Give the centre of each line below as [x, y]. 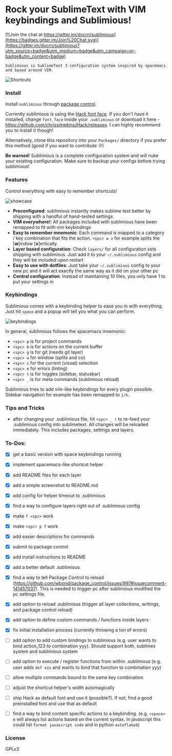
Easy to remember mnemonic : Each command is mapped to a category [89, 233]
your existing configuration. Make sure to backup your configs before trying [85, 161]
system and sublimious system [45, 652]
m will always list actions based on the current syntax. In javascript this [87, 719]
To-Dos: [16, 443]
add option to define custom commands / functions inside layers [81, 620]
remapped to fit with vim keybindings [52, 227]
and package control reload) [42, 610]
